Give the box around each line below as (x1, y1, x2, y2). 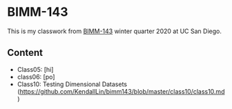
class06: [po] (17, 72, 55, 81)
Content (7, 47, 43, 59)
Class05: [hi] (17, 65, 54, 73)
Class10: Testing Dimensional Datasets (17, 80, 128, 88)
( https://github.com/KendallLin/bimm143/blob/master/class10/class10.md (17, 87, 225, 95)
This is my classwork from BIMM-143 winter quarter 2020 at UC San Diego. (7, 27, 222, 35)
